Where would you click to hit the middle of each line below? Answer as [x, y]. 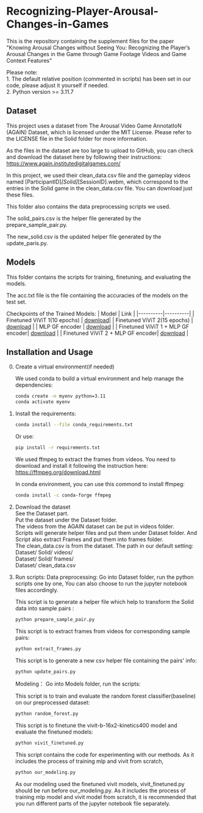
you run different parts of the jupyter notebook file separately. [93, 804]
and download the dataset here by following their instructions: [84, 157]
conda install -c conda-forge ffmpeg [63, 495]
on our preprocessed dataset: [52, 703]
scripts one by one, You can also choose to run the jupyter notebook [101, 583]
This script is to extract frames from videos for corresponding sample [102, 631]
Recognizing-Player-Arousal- [82, 11]
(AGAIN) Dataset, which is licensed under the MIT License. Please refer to [99, 132]
